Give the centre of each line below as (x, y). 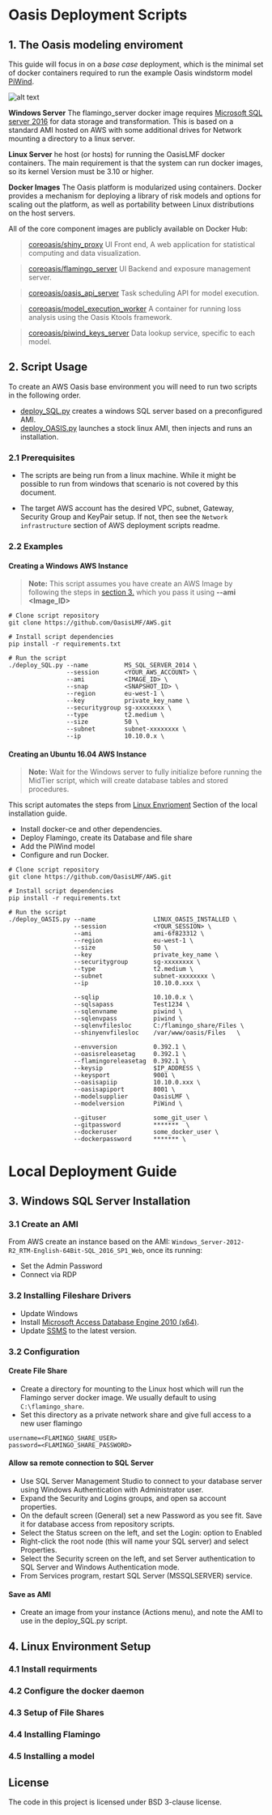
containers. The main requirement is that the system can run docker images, (136, 163)
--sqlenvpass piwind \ (128, 1019)
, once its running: (172, 1250)
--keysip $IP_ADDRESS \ (137, 1068)
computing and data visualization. (85, 253)
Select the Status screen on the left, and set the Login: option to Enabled (141, 1532)
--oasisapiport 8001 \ (124, 1090)
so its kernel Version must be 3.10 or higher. (81, 171)
